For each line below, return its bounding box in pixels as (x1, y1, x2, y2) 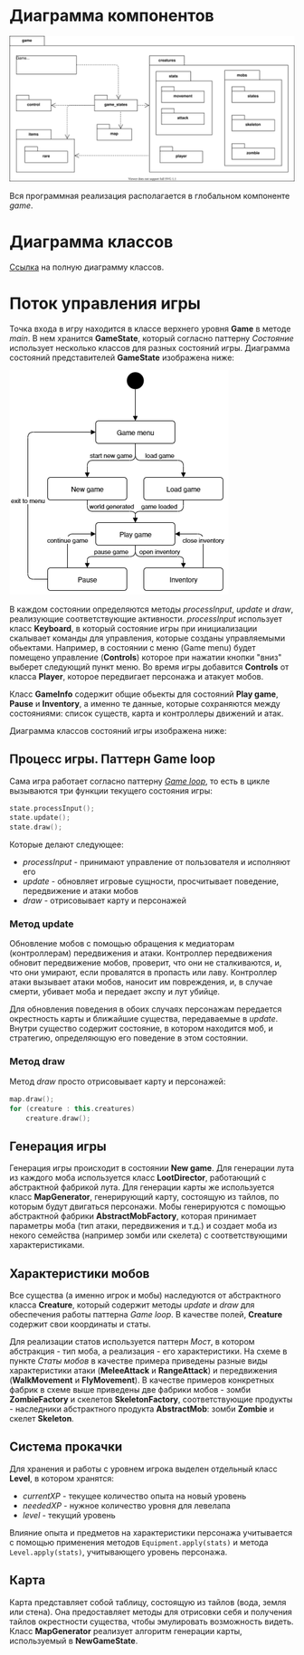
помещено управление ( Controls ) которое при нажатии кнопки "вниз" (9, 652, 282, 662)
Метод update (9, 918, 74, 930)
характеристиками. (9, 1240, 85, 1251)
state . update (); (9, 813, 71, 823)
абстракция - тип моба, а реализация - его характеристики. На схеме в (9, 1346, 288, 1357)
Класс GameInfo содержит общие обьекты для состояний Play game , (9, 689, 279, 699)
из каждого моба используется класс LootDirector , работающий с (9, 1173, 267, 1184)
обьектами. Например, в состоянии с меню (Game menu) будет (9, 642, 256, 652)
